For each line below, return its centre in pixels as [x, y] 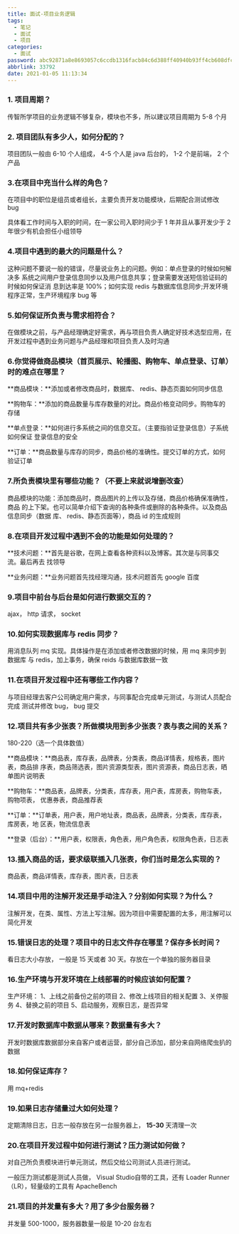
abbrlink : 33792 [31, 67]
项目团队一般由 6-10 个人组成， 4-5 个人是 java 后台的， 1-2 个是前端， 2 [115, 154]
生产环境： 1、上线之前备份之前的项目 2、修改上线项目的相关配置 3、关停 [115, 996]
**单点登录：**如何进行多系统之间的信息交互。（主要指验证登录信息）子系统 [118, 428]
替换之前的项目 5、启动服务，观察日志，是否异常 [97, 1005]
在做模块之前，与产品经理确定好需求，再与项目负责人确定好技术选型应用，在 [119, 332]
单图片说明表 [26, 776]
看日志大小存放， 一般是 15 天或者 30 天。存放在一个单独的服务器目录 [109, 959]
